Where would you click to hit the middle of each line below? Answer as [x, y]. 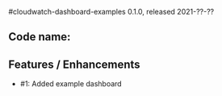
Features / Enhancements [74, 64]
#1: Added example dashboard [71, 84]
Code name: [40, 37]
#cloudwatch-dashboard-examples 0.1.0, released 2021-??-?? [111, 12]
